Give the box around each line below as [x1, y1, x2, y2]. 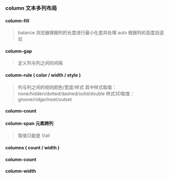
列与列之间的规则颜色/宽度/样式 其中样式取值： [17, 84, 116, 90]
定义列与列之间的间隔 [17, 60, 63, 66]
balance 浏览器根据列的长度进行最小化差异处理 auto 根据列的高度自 [17, 30, 160, 36]
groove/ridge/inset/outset [17, 96, 72, 102]
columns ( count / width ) [5, 144, 60, 150]
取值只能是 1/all [17, 132, 50, 139]
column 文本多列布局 [5, 4, 57, 11]
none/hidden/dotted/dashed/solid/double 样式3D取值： [17, 91, 135, 97]
